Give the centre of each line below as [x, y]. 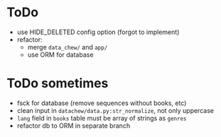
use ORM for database [60, 55]
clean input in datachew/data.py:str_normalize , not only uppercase [115, 110]
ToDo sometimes [58, 83]
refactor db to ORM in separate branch [74, 126]
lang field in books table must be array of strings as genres [102, 118]
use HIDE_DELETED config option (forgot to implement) [98, 32]
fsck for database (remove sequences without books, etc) [102, 103]
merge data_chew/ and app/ [68, 47]
